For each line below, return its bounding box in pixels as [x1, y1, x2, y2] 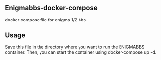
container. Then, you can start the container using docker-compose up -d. [5, 49, 157, 55]
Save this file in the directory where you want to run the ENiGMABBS [5, 44, 145, 50]
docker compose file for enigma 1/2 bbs [5, 17, 86, 22]
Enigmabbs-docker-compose [5, 4, 98, 12]
